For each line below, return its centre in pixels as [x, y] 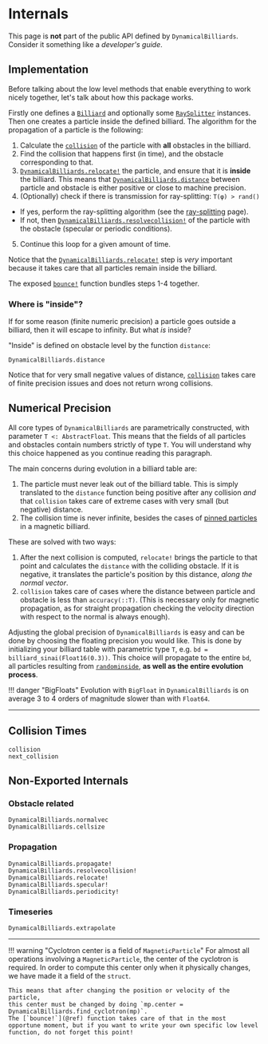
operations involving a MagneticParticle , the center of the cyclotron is [124, 959]
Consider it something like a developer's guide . [86, 44]
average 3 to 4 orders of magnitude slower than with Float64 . [109, 698]
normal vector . [44, 583]
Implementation [49, 70]
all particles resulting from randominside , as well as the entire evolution [126, 666]
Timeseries [31, 912]
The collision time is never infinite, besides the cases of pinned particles [138, 518]
